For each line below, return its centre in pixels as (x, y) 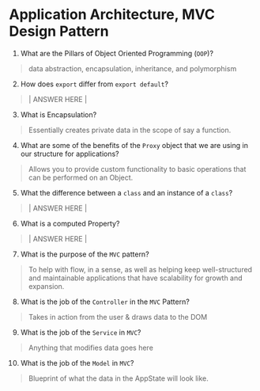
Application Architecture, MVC (112, 15)
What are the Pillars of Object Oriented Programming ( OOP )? (117, 53)
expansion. (46, 286)
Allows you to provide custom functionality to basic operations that (137, 169)
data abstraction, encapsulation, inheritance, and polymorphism (132, 68)
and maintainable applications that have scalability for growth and (136, 278)
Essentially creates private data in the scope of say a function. (130, 130)
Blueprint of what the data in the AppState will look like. (118, 378)
